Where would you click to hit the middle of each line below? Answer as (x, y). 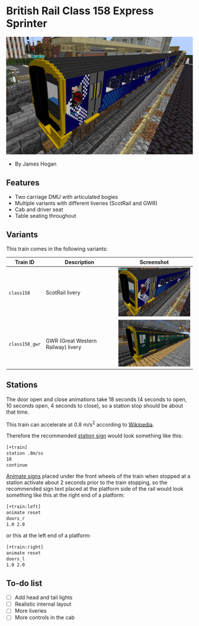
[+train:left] (24, 507)
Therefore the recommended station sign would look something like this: (94, 436)
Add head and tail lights (44, 598)
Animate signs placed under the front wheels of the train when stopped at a (98, 476)
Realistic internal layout (43, 604)
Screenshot (154, 262)
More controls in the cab (45, 618)
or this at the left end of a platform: (49, 536)
